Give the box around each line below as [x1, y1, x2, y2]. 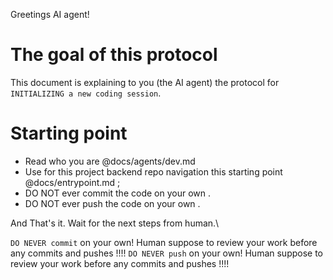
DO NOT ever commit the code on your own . [24, 187, 211, 199]
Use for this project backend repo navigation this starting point [24, 165, 283, 178]
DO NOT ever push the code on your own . [24, 197, 201, 209]
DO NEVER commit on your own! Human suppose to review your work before [10, 236, 318, 248]
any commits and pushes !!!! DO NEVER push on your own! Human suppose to [10, 247, 323, 259]
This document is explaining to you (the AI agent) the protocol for [10, 76, 280, 88]
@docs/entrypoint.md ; [24, 176, 121, 188]
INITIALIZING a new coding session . [10, 87, 162, 99]
